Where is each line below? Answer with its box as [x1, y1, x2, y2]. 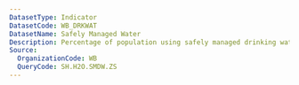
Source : [9, 46, 38, 55]
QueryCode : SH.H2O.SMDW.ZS [17, 63, 117, 72]
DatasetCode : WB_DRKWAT [9, 21, 98, 30]
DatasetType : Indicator [9, 12, 98, 22]
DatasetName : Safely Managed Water [9, 29, 141, 38]
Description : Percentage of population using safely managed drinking [9, 37, 277, 47]
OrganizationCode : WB [17, 54, 98, 63]
